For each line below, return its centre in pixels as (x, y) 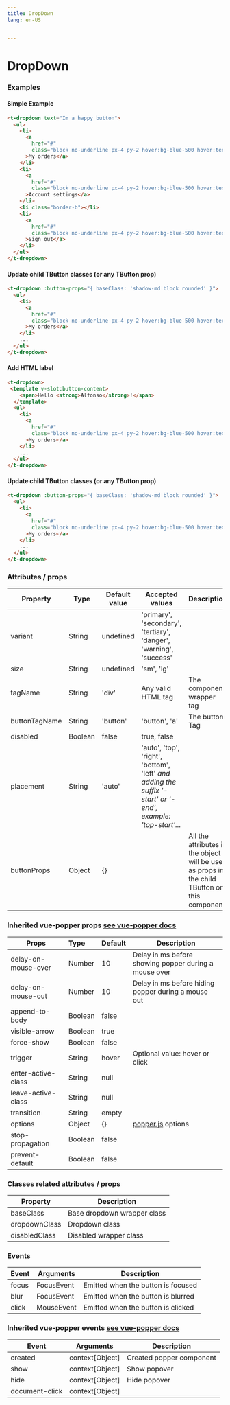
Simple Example (30, 104)
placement (28, 787)
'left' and (156, 774)
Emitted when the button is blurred (139, 1297)
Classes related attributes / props (64, 1183)
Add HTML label (30, 368)
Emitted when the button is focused (140, 1286)
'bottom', (156, 765)
